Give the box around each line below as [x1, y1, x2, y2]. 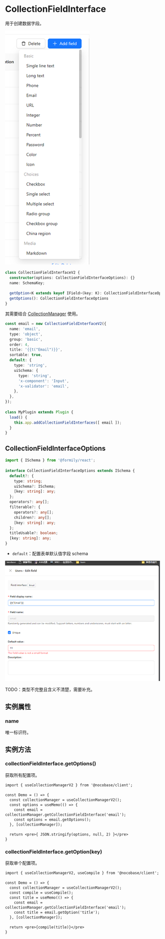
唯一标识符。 [5, 729, 31, 735]
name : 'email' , [9, 326, 41, 331]
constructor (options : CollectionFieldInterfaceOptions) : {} [9, 275, 135, 280]
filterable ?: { [9, 505, 41, 509]
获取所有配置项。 [5, 772, 40, 778]
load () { [9, 415, 27, 420]
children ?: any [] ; [14, 515, 52, 520]
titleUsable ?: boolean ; [9, 531, 58, 536]
